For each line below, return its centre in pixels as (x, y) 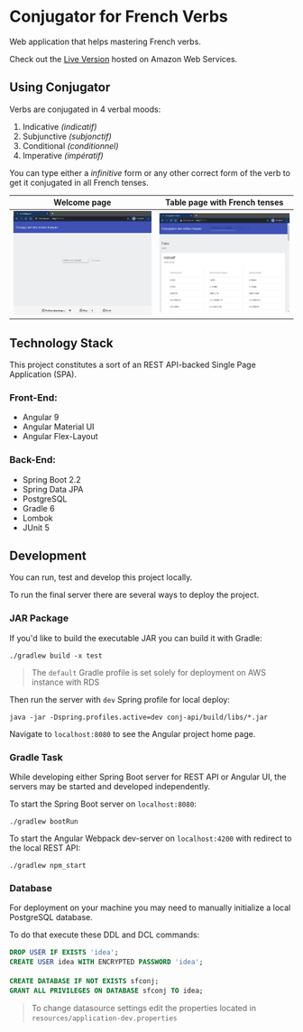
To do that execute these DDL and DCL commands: (105, 935)
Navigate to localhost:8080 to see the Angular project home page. (133, 733)
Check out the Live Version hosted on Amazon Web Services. (124, 59)
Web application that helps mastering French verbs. (105, 41)
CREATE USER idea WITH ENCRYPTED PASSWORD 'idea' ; (106, 963)
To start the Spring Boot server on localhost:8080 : (103, 804)
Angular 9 (41, 418)
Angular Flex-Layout (60, 437)
